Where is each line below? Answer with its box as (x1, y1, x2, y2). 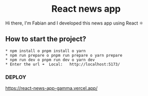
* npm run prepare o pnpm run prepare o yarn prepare (5, 53, 123, 58)
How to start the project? (5, 35, 87, 43)
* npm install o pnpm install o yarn (5, 48, 86, 54)
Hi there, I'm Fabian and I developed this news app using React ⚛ (5, 20, 143, 26)
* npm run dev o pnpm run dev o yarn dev (5, 57, 95, 62)
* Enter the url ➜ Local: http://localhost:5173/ (5, 62, 120, 67)
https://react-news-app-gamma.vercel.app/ (5, 85, 98, 91)
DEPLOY (5, 74, 27, 81)
